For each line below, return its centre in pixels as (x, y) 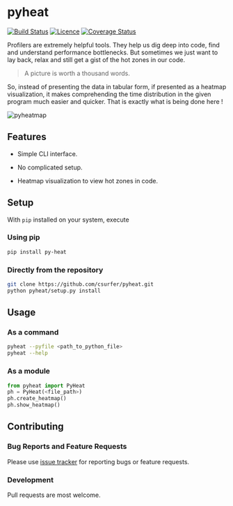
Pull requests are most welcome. (54, 495)
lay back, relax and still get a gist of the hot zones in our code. (96, 59)
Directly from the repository (55, 270)
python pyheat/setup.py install (54, 291)
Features (27, 137)
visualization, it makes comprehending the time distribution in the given (109, 94)
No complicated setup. (50, 167)
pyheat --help (28, 353)
